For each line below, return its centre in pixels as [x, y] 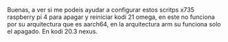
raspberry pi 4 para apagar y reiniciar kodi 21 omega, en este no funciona [111, 17]
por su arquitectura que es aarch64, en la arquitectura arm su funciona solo [114, 24]
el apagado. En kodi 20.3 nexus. [53, 31]
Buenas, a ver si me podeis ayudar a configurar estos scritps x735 [101, 10]
